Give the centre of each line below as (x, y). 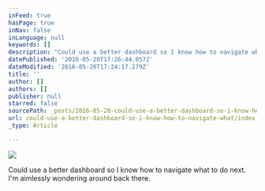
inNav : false (30, 30)
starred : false (33, 103)
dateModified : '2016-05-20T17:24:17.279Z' (79, 67)
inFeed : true (30, 15)
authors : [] (28, 89)
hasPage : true (32, 23)
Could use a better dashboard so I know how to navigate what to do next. (127, 170)
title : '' (24, 74)
